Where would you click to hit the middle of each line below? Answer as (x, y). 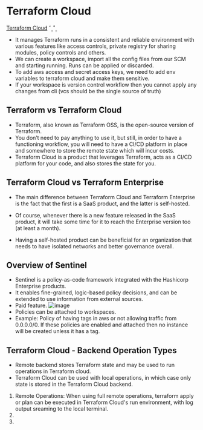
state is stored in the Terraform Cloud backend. (74, 384)
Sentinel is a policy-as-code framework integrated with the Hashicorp (102, 280)
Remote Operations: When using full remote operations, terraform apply (105, 396)
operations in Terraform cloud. (53, 371)
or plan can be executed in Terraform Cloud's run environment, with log (104, 402)
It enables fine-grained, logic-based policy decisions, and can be (96, 293)
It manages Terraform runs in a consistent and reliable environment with (105, 39)
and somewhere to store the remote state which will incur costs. (95, 150)
